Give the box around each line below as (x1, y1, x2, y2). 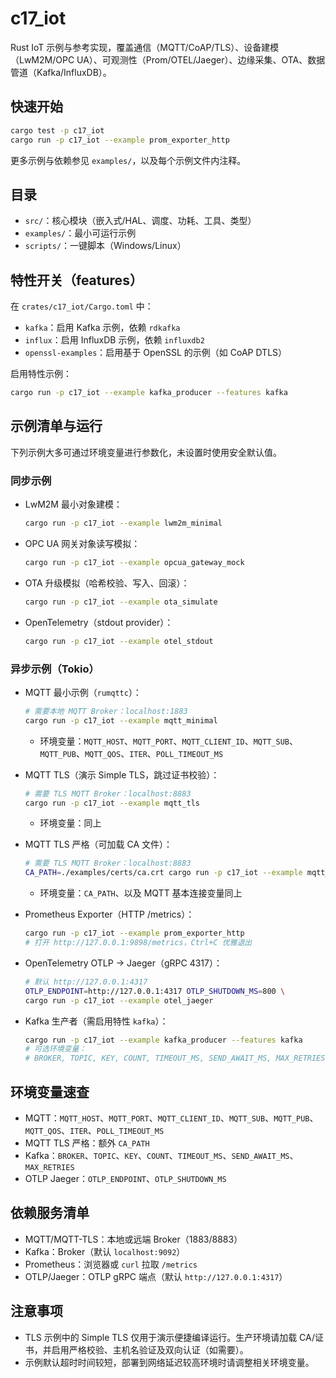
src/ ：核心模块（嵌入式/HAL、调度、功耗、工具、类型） (24, 215, 257, 227)
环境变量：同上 (39, 817, 102, 829)
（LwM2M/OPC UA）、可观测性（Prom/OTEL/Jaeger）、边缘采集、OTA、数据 (10, 53, 326, 66)
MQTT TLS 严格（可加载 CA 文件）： (24, 838, 173, 851)
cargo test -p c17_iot (10, 125, 105, 136)
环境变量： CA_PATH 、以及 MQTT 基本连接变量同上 (39, 887, 243, 899)
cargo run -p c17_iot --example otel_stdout (24, 636, 214, 646)
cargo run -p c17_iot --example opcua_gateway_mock (24, 557, 245, 567)
